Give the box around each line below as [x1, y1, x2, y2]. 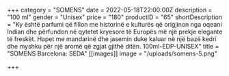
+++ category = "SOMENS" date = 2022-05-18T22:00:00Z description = [7, 6, 213, 14]
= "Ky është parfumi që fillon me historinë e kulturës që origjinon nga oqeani [7, 21, 222, 28]
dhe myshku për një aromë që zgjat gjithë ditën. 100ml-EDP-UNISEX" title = [7, 42, 219, 50]
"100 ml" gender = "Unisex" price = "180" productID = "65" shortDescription [7, 13, 223, 21]
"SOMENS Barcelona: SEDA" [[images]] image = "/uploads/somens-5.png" [7, 49, 217, 58]
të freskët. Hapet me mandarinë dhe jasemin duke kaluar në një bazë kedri [7, 35, 217, 43]
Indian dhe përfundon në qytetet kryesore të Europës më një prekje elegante [7, 27, 223, 36]
